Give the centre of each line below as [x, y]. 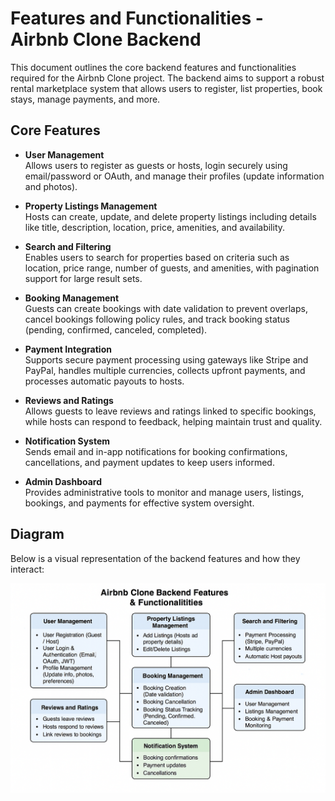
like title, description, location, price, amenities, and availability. [155, 227]
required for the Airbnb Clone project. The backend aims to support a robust [167, 78]
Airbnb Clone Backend [106, 39]
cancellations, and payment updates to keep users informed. [149, 462]
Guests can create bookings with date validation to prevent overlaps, [166, 308]
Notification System [67, 441]
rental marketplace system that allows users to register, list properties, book [166, 88]
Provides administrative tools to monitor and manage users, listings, [164, 492]
